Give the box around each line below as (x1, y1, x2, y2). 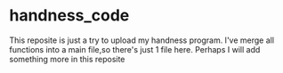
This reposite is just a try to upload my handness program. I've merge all (9, 35, 274, 45)
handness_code (9, 5, 130, 26)
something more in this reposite (9, 53, 125, 64)
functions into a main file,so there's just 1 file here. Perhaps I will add (9, 44, 261, 54)
